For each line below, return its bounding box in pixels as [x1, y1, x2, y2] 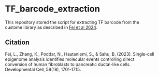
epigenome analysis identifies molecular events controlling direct [5, 56, 134, 62]
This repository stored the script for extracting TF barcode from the [5, 19, 139, 25]
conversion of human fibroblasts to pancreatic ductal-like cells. [5, 61, 131, 67]
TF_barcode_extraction [5, 3, 100, 14]
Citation [5, 38, 30, 47]
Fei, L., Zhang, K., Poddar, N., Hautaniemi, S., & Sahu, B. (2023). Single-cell [5, 51, 155, 57]
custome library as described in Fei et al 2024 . [5, 24, 98, 30]
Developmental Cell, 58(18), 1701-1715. [5, 66, 81, 72]
